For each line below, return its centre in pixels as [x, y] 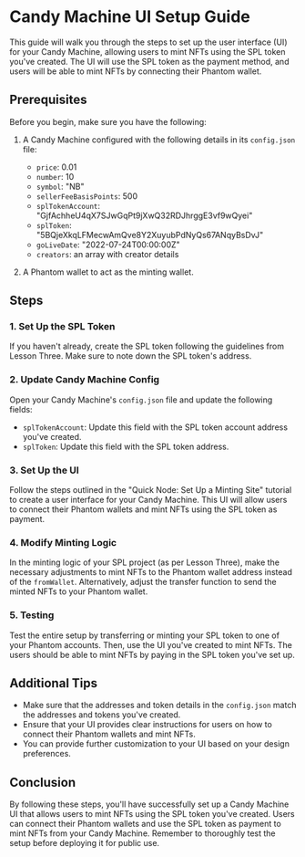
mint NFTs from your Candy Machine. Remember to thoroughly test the [142, 833]
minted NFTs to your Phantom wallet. [79, 591]
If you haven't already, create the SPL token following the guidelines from [147, 346]
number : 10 [55, 176]
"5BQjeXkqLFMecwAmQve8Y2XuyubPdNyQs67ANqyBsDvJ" [150, 235]
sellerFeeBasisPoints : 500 [87, 196]
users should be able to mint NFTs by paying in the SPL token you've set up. [152, 654]
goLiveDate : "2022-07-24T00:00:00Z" [108, 245]
